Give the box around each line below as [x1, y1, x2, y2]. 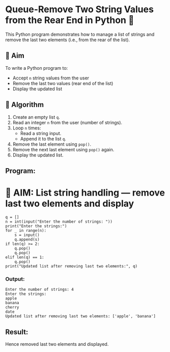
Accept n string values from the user [12, 75, 90, 81]
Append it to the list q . [20, 136, 66, 142]
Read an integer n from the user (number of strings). [12, 119, 123, 125]
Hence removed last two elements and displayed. [5, 341, 109, 347]
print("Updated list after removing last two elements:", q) [5, 263, 138, 268]
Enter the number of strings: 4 [5, 287, 74, 292]
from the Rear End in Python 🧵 [5, 14, 134, 26]
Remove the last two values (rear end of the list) [12, 80, 114, 86]
